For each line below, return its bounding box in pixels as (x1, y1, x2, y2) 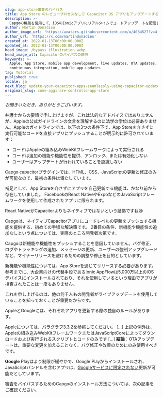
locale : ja (5, 79, 27, 84)
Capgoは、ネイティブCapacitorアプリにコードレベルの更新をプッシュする (5, 218, 152, 224)
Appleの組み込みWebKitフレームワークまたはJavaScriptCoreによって (5, 330, 143, 336)
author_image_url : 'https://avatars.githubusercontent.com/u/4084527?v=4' (5, 30, 160, 34)
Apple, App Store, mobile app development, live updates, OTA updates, (9, 61, 158, 66)
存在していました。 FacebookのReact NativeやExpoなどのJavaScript (5, 192, 142, 198)
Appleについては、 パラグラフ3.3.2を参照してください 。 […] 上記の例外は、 (5, 324, 154, 330)
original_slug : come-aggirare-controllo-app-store (5, 88, 110, 93)
